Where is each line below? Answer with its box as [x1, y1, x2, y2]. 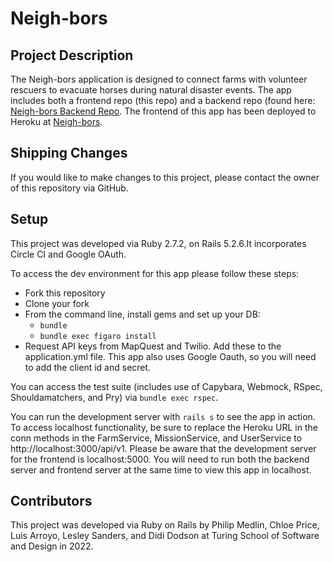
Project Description [10, 47, 134, 64]
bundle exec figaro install [39, 331, 157, 341]
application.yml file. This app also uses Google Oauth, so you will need [24, 350, 317, 362]
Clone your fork [24, 297, 90, 309]
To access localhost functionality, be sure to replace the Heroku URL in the [10, 421, 318, 433]
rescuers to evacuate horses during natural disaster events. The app [10, 84, 292, 96]
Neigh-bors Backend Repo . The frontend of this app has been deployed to [10, 105, 317, 117]
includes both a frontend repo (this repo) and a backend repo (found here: [10, 95, 316, 106]
